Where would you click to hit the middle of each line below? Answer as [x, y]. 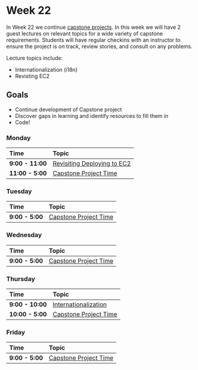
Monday [19, 138]
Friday [16, 332]
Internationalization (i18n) [46, 69]
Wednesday [24, 235]
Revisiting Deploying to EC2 [91, 164]
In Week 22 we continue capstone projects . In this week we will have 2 [94, 27]
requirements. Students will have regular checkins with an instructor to [94, 40]
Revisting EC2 [32, 76]
